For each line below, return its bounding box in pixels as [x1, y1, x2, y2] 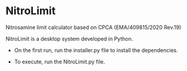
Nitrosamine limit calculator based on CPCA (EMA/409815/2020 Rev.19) [5, 24, 182, 31]
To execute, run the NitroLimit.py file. [14, 58, 105, 65]
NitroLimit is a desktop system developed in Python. [5, 35, 133, 42]
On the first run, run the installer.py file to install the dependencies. [14, 46, 178, 54]
